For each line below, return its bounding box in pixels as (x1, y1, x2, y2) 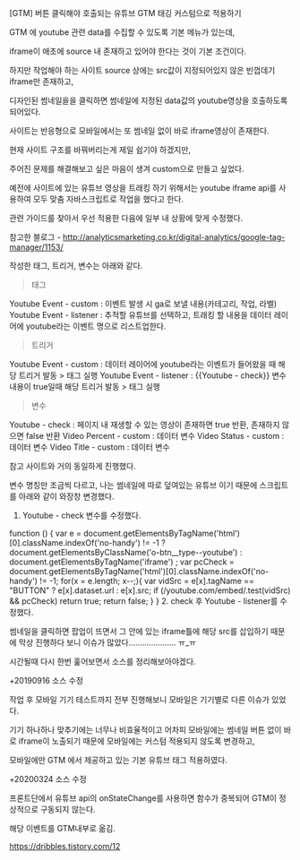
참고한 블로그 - (9, 232, 61, 242)
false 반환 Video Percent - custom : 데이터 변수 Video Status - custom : (25, 431, 285, 441)
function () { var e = (9, 528, 82, 538)
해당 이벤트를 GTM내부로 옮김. (9, 823, 116, 833)
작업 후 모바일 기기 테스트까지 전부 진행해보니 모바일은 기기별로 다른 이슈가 (9, 694, 270, 705)
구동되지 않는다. (39, 804, 96, 814)
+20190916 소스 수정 (9, 675, 83, 685)
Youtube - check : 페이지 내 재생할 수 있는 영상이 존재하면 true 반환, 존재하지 (9, 419, 280, 430)
